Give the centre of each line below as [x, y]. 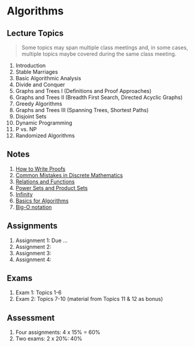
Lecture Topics [35, 33]
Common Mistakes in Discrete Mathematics [69, 175]
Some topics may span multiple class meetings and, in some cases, [104, 47]
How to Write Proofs [40, 168]
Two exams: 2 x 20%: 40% [49, 339]
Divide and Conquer [40, 85]
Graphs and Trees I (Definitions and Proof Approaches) [84, 91]
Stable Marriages [37, 72]
